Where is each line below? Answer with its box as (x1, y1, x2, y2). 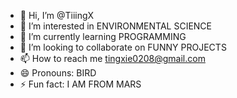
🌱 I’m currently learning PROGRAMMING (19, 31, 187, 42)
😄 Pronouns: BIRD (19, 67, 97, 79)
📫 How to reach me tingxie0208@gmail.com (19, 53, 206, 64)
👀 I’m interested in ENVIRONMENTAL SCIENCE (19, 20, 212, 32)
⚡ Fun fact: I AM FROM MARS (19, 78, 142, 90)
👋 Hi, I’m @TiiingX (19, 10, 95, 21)
